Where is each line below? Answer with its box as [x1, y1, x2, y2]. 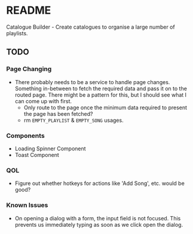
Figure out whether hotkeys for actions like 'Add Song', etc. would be [14, 180, 185, 187]
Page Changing [6, 65, 52, 73]
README [6, 4, 51, 17]
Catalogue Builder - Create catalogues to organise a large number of [6, 23, 175, 30]
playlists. [6, 29, 28, 36]
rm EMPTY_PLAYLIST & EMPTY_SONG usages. [23, 116, 124, 124]
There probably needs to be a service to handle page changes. [14, 78, 170, 85]
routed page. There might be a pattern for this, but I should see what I [14, 91, 187, 98]
